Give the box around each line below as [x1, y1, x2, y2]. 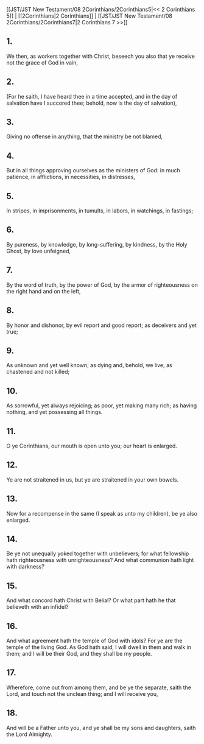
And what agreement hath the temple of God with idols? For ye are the [6, 637, 183, 644]
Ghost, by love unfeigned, [6, 247, 71, 254]
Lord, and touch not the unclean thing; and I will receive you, [6, 690, 158, 697]
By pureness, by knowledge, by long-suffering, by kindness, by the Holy [6, 240, 188, 248]
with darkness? [6, 563, 44, 570]
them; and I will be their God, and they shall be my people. [6, 650, 152, 657]
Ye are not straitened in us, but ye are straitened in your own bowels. [6, 476, 178, 483]
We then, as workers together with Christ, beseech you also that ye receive [6, 52, 195, 60]
